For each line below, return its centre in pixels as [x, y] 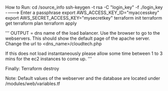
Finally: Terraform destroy [32, 68]
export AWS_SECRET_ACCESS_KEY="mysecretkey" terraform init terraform [84, 18]
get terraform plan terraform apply [41, 23]
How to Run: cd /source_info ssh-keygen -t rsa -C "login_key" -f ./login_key [84, 7]
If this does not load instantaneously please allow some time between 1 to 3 [84, 53]
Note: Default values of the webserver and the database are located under [83, 78]
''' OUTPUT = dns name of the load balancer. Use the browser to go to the [83, 33]
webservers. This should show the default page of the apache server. [78, 38]
